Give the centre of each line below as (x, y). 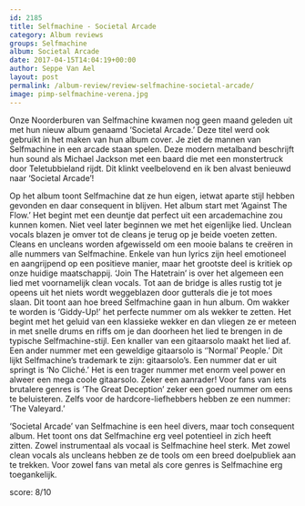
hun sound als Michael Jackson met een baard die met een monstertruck (147, 158)
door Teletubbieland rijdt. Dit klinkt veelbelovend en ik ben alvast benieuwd (150, 168)
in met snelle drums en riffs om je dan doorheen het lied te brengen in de (146, 331)
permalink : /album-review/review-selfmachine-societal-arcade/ (132, 86)
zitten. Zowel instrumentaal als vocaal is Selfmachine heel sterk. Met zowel (150, 445)
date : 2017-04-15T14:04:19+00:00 (73, 60)
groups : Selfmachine (49, 43)
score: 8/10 (30, 491)
